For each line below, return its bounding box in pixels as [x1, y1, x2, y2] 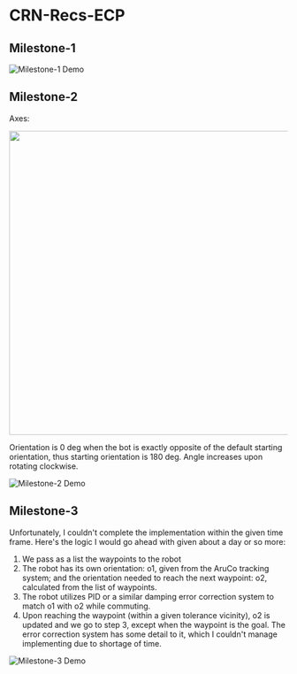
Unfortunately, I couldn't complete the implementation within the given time [9, 527, 284, 538]
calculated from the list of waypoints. [21, 581, 157, 593]
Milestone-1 [9, 41, 77, 56]
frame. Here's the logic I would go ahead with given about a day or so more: [9, 536, 286, 547]
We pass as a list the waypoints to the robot [21, 554, 181, 564]
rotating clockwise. [9, 461, 79, 471]
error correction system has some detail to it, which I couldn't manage [21, 629, 278, 640]
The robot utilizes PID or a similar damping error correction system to [21, 591, 274, 601]
